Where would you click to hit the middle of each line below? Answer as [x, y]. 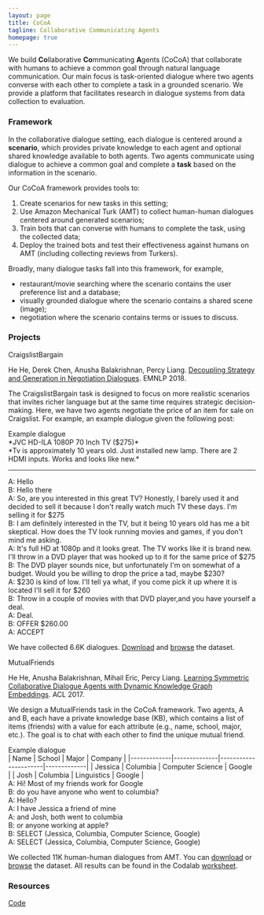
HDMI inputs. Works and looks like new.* [74, 459]
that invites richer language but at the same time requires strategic [116, 401]
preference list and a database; [70, 292]
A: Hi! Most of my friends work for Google [76, 783]
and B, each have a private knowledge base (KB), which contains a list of [126, 718]
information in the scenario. [53, 172]
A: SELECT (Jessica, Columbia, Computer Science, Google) [104, 842]
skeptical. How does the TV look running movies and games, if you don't [126, 531]
